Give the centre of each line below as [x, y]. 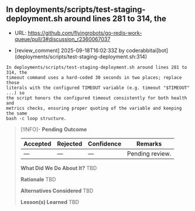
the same [17, 113]
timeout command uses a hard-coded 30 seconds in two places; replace [94, 77]
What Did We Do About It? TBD [59, 168]
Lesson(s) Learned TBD [50, 202]
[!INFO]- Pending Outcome [54, 129]
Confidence [105, 144]
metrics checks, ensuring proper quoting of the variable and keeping [94, 108]
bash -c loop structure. [36, 118]
